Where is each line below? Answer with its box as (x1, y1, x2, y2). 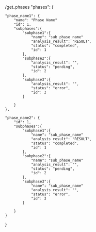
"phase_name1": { (5, 14, 40, 18)
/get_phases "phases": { (5, 4, 54, 10)
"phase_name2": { (5, 116, 40, 120)
